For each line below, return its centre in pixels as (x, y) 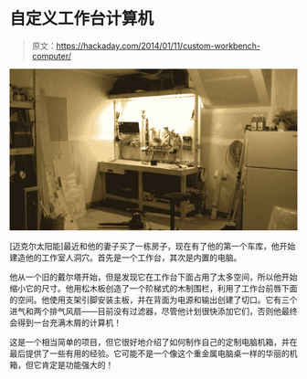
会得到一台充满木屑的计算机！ (65, 323)
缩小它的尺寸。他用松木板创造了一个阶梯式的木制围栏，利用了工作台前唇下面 (153, 289)
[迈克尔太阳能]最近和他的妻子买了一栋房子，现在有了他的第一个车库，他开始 (153, 247)
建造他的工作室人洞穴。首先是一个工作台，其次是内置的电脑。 (126, 258)
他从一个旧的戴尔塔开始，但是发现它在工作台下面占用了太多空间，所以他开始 (153, 277)
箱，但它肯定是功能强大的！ (62, 365)
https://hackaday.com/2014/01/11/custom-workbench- (159, 46)
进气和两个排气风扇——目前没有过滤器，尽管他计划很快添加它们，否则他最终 (153, 311)
